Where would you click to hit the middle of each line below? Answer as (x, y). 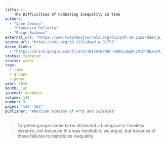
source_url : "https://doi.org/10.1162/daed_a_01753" (61, 42)
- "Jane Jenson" (26, 24)
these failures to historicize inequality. (56, 136)
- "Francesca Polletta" (34, 28)
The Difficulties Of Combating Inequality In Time (67, 14)
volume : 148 (17, 97)
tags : (11, 65)
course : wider (20, 61)
